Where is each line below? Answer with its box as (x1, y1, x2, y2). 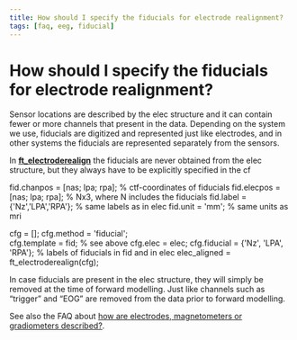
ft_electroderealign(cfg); (9, 257, 99, 268)
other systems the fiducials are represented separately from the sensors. (9, 138, 280, 148)
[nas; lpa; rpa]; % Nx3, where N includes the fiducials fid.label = (9, 192, 247, 202)
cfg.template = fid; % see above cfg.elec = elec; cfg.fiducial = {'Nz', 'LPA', (9, 237, 283, 248)
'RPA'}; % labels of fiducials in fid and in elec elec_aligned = (9, 247, 231, 258)
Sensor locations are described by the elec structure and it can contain (9, 109, 273, 120)
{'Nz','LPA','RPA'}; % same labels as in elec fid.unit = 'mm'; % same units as (9, 201, 289, 212)
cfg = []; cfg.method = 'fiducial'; (9, 228, 129, 239)
